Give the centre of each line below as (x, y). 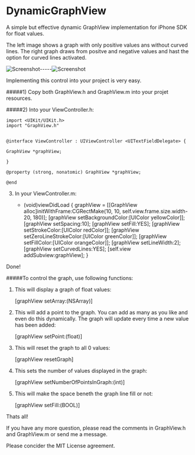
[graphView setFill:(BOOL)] (47, 405)
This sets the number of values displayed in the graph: (81, 370)
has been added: (35, 325)
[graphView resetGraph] (44, 359)
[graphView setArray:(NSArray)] (53, 301)
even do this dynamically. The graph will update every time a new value (102, 318)
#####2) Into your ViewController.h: (50, 109)
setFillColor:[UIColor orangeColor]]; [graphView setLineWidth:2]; (102, 242)
